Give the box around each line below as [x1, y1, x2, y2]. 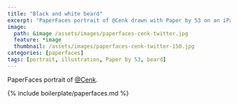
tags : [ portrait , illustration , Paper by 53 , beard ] [7, 56, 166, 63]
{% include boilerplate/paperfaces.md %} [7, 89, 130, 97]
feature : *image [13, 37, 62, 44]
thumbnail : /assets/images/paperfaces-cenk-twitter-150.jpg [13, 43, 195, 50]
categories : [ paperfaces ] [7, 50, 84, 57]
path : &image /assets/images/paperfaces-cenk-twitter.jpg [13, 30, 189, 37]
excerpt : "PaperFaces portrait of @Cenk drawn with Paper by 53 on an [7, 17, 220, 24]
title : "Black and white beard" [7, 10, 103, 18]
